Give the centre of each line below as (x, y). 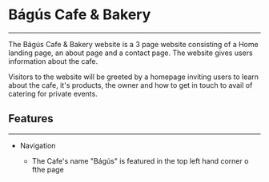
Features (31, 119)
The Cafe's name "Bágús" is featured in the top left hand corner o (140, 160)
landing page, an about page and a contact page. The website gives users (131, 53)
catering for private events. (53, 93)
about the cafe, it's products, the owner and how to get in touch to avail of (130, 85)
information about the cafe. (53, 61)
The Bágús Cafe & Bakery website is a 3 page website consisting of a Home (133, 44)
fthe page (48, 169)
